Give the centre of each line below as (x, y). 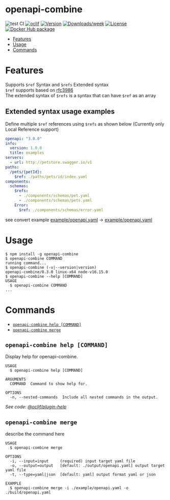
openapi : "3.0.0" (24, 139)
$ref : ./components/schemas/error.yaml (61, 210)
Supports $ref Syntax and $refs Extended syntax (57, 84)
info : (11, 143)
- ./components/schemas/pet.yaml (54, 196)
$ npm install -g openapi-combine (42, 254)
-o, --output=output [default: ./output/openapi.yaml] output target (88, 466)
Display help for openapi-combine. (41, 357)
